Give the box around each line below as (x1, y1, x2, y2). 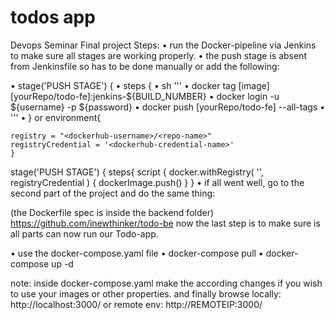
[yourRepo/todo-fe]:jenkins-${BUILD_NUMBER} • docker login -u (10, 90, 280, 102)
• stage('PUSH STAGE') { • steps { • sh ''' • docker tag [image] (10, 79, 270, 91)
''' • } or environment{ (10, 111, 102, 123)
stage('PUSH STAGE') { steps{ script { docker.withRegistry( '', (10, 166, 264, 178)
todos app (10, 6, 96, 29)
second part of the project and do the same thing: (10, 187, 216, 199)
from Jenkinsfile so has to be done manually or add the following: (10, 60, 280, 72)
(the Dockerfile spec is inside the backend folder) (10, 206, 215, 218)
